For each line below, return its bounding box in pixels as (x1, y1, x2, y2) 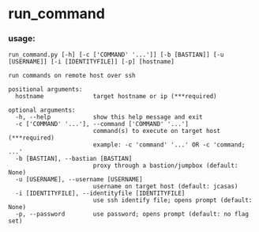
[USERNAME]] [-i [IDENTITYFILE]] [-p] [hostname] (8, 58, 175, 66)
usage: (8, 33, 36, 44)
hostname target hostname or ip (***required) (15, 93, 217, 101)
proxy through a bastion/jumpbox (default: (92, 162, 238, 170)
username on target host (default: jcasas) (92, 183, 238, 191)
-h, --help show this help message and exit (15, 113, 203, 121)
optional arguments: (8, 106, 77, 115)
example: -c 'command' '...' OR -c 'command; (92, 141, 246, 149)
